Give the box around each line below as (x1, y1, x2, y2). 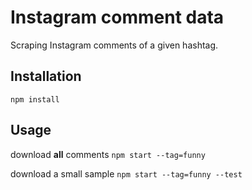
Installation (10, 68, 82, 85)
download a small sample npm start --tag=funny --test (10, 167, 243, 180)
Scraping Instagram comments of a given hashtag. (10, 39, 219, 51)
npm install (10, 94, 60, 105)
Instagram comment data (10, 6, 225, 29)
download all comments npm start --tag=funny (10, 148, 206, 160)
